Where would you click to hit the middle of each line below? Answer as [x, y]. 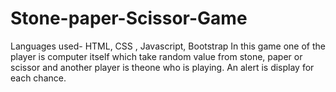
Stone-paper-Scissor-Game [129, 18]
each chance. [38, 78]
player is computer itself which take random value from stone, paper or [156, 56]
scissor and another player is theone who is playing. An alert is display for [162, 67]
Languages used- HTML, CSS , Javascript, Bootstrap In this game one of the [168, 46]
